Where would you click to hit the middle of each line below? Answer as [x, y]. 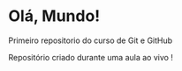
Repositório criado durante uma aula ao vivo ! [91, 57]
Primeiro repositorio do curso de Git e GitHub [91, 40]
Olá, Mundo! [54, 16]
